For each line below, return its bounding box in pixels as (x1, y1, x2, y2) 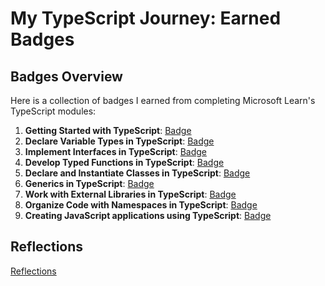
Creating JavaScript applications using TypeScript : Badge (24, 210, 272, 221)
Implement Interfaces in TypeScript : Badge (24, 146, 207, 157)
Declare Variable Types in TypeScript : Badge (24, 135, 215, 147)
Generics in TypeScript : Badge (24, 178, 155, 189)
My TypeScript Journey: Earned (10, 7, 282, 30)
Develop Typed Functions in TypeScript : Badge (24, 157, 225, 168)
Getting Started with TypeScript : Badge (24, 125, 192, 136)
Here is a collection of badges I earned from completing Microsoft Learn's (10, 95, 316, 106)
